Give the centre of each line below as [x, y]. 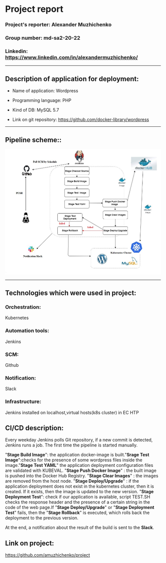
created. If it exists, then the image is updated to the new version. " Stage [80, 492]
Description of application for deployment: [72, 79]
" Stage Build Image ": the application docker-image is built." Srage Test [77, 455]
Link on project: [30, 543]
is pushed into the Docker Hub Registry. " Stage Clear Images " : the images [82, 476]
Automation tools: [27, 331]
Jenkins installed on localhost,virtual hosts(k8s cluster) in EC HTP [72, 412]
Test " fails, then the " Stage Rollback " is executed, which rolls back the [77, 513]
